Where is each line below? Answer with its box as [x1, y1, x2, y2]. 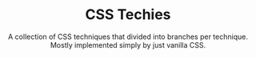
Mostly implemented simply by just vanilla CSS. [50, 40, 206, 49]
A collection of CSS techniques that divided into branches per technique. [8, 32, 248, 41]
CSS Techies [85, 6, 171, 24]
